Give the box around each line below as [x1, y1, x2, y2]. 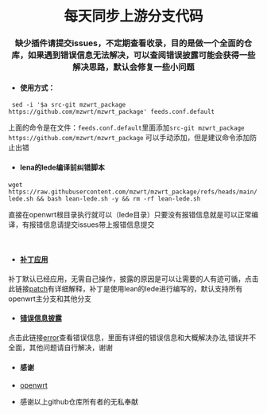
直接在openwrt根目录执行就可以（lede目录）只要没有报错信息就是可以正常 [8, 209, 252, 219]
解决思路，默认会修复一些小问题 [72, 61, 195, 72]
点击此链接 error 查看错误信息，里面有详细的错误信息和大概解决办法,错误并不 [8, 332, 257, 342]
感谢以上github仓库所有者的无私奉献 [19, 397, 139, 407]
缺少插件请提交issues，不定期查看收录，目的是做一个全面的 [14, 37, 245, 49]
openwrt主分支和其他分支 [8, 294, 91, 303]
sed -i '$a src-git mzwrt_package [11, 101, 126, 109]
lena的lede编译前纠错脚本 [19, 162, 106, 172]
